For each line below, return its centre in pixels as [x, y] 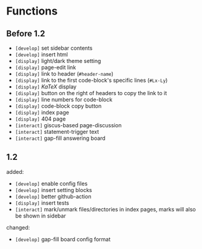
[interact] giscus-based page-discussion [68, 125]
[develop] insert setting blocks [53, 190]
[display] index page [42, 112]
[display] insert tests [42, 203]
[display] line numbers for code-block [64, 99]
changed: [18, 227]
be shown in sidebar [40, 216]
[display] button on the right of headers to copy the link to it [91, 93]
